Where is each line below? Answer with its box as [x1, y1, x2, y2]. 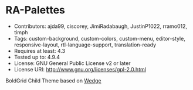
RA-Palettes [5, 3, 66, 17]
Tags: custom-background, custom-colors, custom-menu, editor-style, [13, 35, 185, 42]
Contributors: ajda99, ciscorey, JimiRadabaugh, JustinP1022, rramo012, [13, 23, 188, 30]
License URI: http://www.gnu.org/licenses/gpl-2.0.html [13, 66, 146, 73]
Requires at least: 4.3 [13, 47, 66, 54]
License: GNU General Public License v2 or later [13, 59, 131, 67]
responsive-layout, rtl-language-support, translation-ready [13, 41, 157, 48]
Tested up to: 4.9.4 [13, 53, 60, 60]
